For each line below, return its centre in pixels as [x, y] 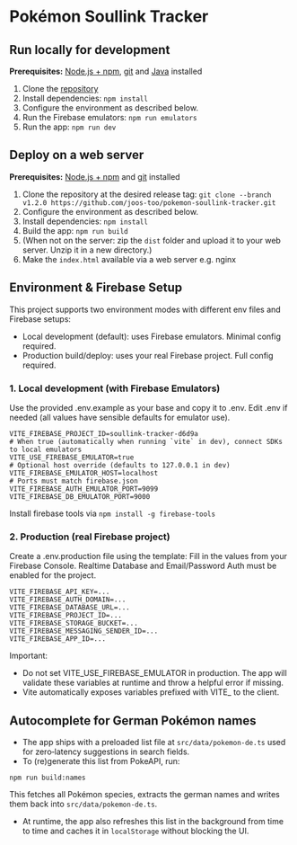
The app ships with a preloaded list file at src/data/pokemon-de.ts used [154, 743]
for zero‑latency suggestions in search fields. [106, 752]
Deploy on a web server [77, 155]
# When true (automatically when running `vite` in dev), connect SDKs [146, 441]
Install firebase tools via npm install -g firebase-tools [113, 513]
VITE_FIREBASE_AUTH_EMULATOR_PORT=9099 [84, 489]
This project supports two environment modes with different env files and [145, 309]
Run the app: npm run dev [69, 127]
